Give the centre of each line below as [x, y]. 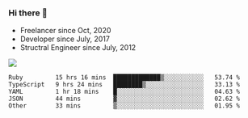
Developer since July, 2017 [65, 39]
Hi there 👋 [28, 13]
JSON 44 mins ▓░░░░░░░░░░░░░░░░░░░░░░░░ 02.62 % [124, 99]
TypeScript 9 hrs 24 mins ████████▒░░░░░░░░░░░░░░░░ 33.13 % [124, 85]
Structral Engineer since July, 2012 [78, 48]
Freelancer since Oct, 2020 [65, 31]
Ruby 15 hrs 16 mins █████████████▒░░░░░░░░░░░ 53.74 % [124, 78]
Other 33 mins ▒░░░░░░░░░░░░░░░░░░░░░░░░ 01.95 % [124, 106]
